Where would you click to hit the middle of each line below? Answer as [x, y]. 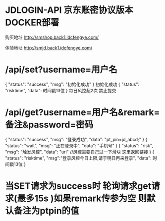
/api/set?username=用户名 [61, 70]
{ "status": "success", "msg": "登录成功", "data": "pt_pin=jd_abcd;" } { [76, 139]
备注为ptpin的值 [47, 211]
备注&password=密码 [49, 125]
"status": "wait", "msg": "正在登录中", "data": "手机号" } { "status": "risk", [79, 145]
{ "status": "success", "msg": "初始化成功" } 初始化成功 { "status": [72, 84]
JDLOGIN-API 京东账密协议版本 [69, 10]
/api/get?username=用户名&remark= [82, 112]
